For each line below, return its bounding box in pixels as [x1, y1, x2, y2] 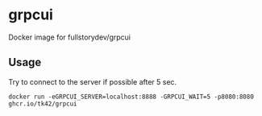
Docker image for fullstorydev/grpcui [8, 32, 131, 42]
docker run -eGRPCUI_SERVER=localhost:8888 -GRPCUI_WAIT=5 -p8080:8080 [8, 93, 254, 101]
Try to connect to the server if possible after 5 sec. [8, 77, 177, 86]
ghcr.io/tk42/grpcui [8, 99, 78, 108]
